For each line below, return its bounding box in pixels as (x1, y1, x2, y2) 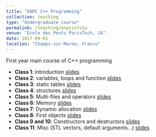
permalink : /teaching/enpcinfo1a (6, 24, 88, 31)
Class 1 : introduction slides (14, 68, 80, 75)
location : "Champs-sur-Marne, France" (6, 41, 100, 47)
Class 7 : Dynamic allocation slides (14, 106, 98, 113)
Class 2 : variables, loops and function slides (14, 74, 122, 82)
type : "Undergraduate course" (6, 19, 80, 25)
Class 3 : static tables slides (14, 80, 81, 87)
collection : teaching (6, 14, 59, 20)
